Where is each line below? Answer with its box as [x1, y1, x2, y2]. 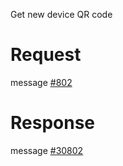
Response [10, 112, 96, 134]
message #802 [10, 76, 73, 88]
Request [10, 44, 82, 66]
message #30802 [10, 144, 84, 156]
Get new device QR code [10, 9, 113, 20]
